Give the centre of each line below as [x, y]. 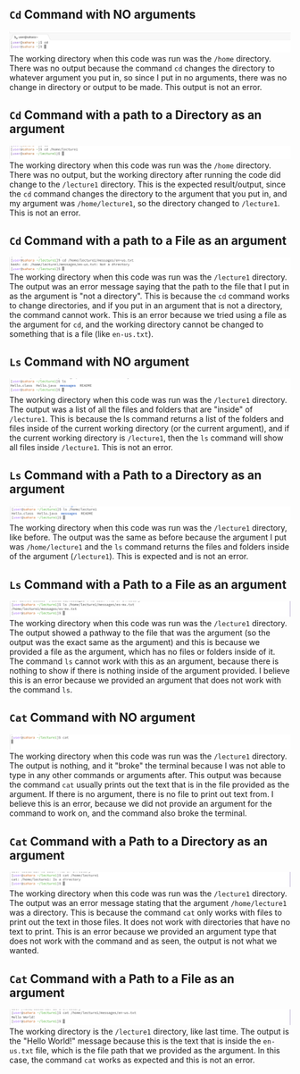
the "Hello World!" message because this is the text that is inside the [135, 1041]
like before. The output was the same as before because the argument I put [148, 537]
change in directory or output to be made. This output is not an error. [136, 87]
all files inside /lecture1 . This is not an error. [92, 447]
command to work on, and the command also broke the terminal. [128, 813]
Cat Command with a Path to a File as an [122, 979]
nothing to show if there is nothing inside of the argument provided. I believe [150, 670]
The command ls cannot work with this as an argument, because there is [144, 661]
